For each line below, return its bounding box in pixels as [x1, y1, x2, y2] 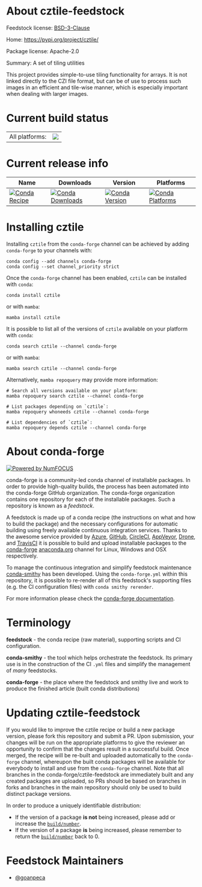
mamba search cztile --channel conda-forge [6, 365, 117, 372]
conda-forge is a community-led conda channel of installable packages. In [6, 476, 191, 483]
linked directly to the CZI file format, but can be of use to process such [6, 77, 182, 84]
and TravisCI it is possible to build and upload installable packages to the [6, 539, 187, 547]
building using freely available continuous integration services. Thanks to [6, 526, 188, 533]
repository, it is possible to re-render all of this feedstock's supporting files [6, 576, 191, 583]
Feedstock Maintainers [6, 854, 124, 867]
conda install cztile [6, 292, 61, 298]
